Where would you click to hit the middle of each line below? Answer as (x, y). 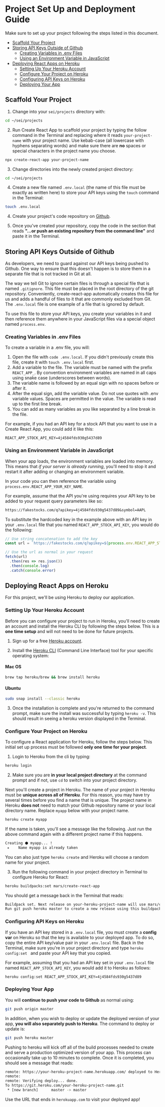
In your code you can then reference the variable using (61, 481)
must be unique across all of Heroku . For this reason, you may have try (77, 795)
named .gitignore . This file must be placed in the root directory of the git (79, 289)
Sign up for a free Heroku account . (47, 641)
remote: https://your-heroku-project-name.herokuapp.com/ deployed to (79, 1072)
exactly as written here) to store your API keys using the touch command (85, 193)
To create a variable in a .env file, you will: (47, 347)
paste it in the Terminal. (36, 236)
